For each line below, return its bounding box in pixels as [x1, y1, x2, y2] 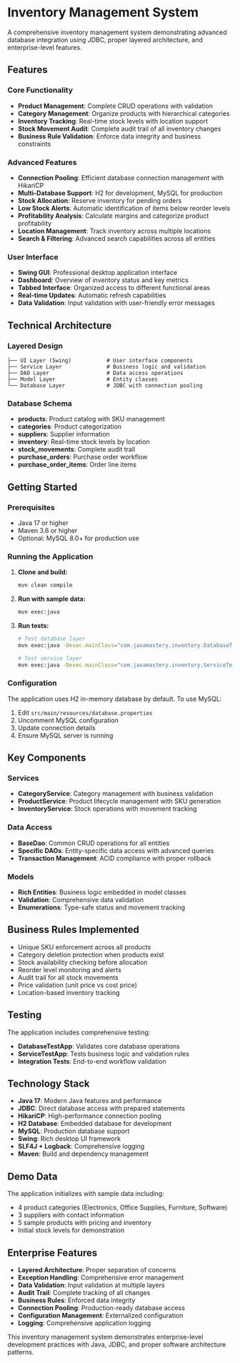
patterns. [7, 1348, 34, 1357]
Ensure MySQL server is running [17, 731, 114, 739]
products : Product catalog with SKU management [17, 415, 166, 424]
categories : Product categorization [17, 422, 122, 431]
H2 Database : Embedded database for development [17, 1119, 172, 1128]
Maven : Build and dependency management [17, 1149, 149, 1158]
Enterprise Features [7, 1247, 98, 1259]
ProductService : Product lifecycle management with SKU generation [17, 797, 221, 806]
